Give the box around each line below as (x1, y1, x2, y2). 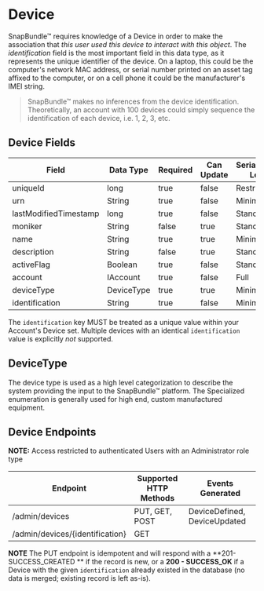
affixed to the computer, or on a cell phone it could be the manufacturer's (8, 73, 246, 82)
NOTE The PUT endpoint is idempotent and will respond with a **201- (8, 549, 236, 558)
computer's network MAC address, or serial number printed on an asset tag (8, 64, 253, 74)
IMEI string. (8, 81, 46, 91)
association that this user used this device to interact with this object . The (8, 39, 247, 49)
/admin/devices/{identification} (12, 528, 127, 539)
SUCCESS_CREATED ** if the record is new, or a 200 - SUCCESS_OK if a (8, 557, 245, 567)
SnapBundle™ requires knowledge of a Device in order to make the (8, 31, 223, 41)
